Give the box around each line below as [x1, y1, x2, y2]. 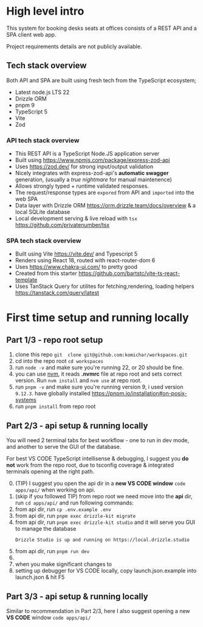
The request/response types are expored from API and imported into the [15, 189, 194, 196]
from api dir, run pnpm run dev [15, 548, 90, 555]
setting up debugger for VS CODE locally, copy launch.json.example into [15, 567, 197, 575]
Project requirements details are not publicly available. [6, 43, 142, 50]
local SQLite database [15, 209, 71, 216]
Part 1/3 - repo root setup [6, 334, 103, 345]
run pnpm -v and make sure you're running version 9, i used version [15, 383, 184, 391]
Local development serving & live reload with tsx [15, 215, 138, 222]
